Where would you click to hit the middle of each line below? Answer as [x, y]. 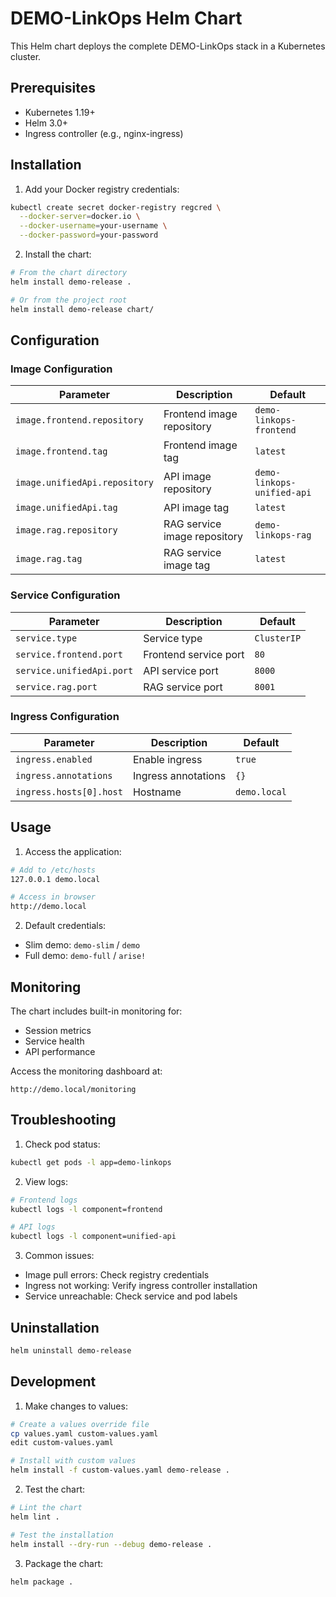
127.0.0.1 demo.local [55, 879]
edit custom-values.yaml [62, 1443]
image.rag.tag [49, 559]
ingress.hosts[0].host [69, 791]
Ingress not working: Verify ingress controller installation [141, 1286]
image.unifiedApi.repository [84, 483]
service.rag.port [56, 686]
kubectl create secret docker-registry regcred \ [116, 207]
